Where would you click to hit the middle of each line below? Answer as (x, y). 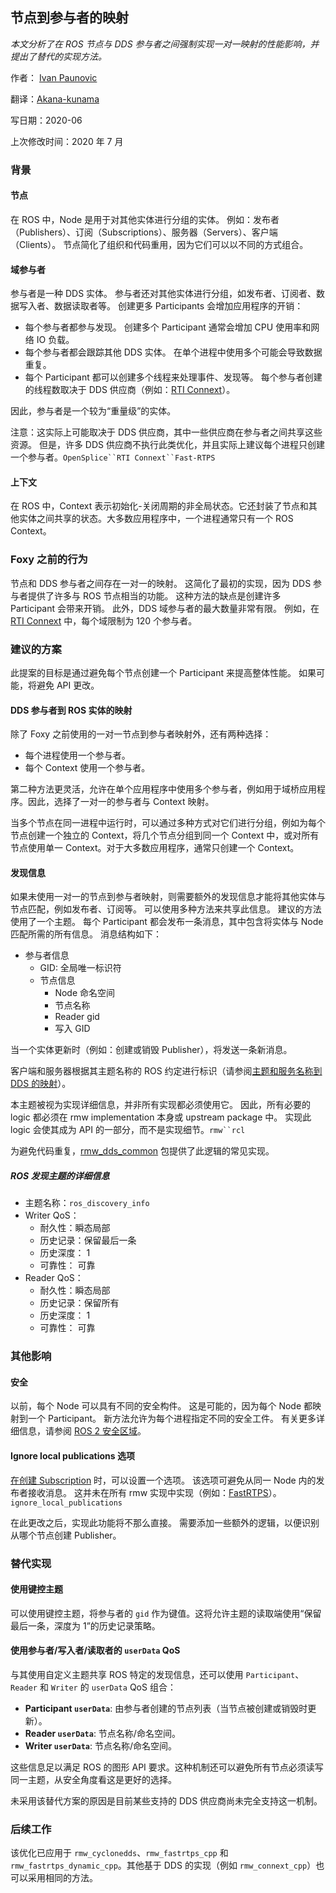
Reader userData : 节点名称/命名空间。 (102, 1733)
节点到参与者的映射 (69, 18)
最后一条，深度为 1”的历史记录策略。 (85, 1625)
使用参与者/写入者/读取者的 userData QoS (95, 1650)
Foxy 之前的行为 (49, 560)
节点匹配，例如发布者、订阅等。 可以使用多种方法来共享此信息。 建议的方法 (166, 909)
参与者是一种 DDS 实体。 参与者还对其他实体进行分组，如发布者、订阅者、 (163, 294)
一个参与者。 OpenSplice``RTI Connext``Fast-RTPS (113, 457)
